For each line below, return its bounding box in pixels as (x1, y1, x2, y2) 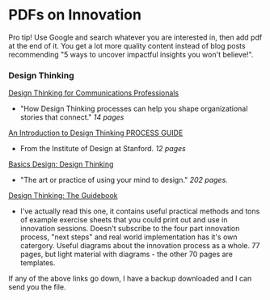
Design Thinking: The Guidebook (8, 191, 119, 201)
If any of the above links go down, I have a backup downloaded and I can (8, 273, 252, 284)
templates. (19, 258, 56, 268)
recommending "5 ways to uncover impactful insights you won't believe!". (8, 49, 254, 59)
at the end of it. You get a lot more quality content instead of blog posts (8, 40, 246, 50)
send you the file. (8, 282, 66, 292)
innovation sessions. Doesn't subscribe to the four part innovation (19, 224, 240, 234)
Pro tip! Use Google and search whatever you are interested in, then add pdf (8, 32, 263, 42)
